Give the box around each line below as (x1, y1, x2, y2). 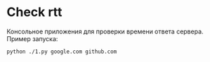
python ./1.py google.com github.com (6, 48, 117, 55)
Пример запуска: (6, 34, 58, 42)
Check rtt (6, 4, 63, 20)
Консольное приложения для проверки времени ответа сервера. (6, 27, 204, 36)
